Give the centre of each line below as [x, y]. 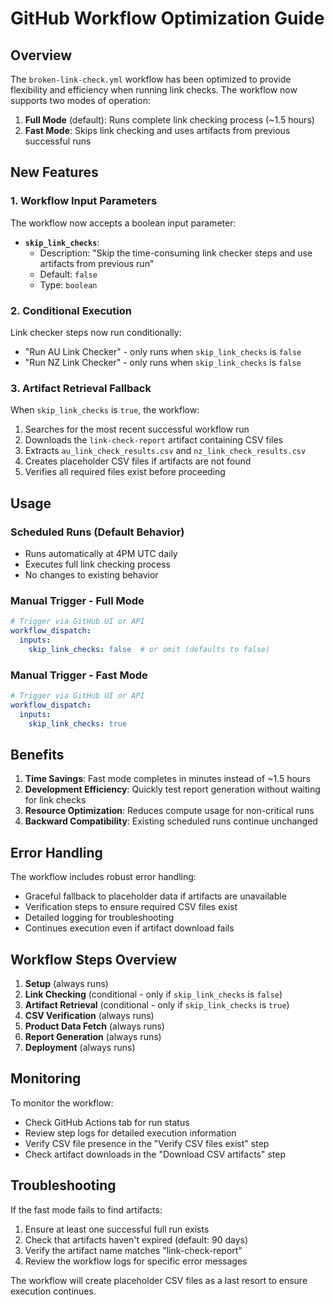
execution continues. [53, 1291]
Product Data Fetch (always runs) [94, 1026]
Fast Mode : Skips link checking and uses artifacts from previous [157, 130]
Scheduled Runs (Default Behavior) [97, 532]
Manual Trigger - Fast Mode [79, 675]
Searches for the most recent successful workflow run [137, 429]
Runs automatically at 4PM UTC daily [101, 553]
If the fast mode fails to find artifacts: [86, 1209]
